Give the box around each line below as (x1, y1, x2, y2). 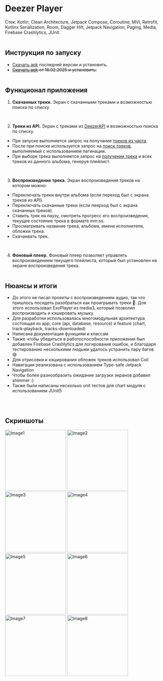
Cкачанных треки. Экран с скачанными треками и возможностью (12, 99, 152, 105)
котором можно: (12, 182, 47, 188)
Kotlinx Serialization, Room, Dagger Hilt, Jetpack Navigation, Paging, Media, (5, 24, 157, 30)
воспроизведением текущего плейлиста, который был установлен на (12, 257, 157, 263)
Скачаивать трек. (12, 233, 49, 239)
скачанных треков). (12, 208, 54, 213)
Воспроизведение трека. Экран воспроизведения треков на (12, 177, 140, 183)
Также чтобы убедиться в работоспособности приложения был (12, 336, 145, 342)
